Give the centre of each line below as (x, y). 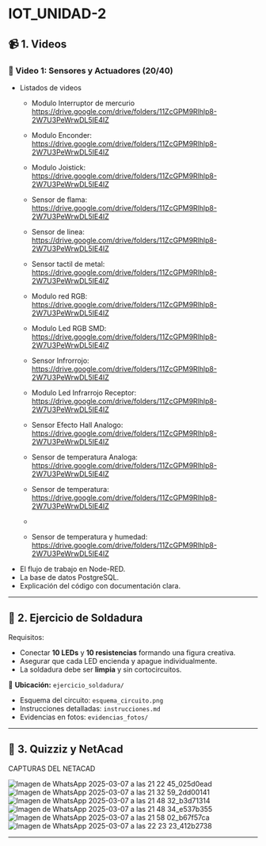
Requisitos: (27, 637)
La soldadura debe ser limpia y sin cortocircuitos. (101, 669)
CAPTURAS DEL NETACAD (52, 768)
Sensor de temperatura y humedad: (89, 536)
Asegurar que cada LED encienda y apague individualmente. (118, 661)
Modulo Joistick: (59, 167)
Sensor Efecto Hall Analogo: (77, 425)
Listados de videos (50, 87)
